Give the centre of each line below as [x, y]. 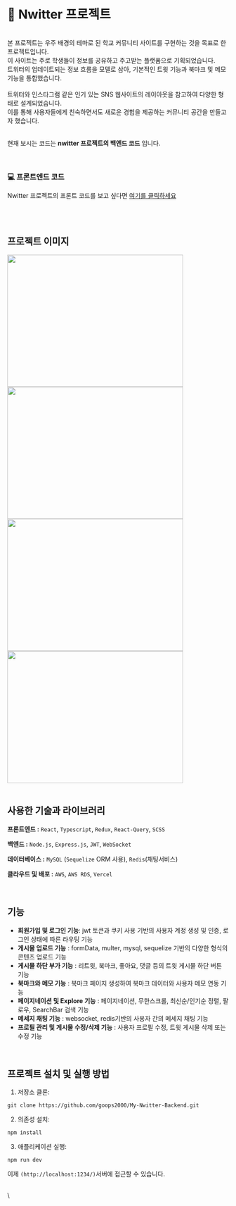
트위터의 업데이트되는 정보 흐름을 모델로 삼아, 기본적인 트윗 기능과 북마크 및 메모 [117, 69]
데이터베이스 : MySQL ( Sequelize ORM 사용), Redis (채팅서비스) [92, 859]
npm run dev [25, 1160]
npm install [25, 1133]
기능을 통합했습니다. [34, 77]
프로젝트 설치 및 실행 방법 [59, 1074]
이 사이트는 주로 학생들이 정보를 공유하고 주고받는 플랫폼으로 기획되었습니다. [111, 60]
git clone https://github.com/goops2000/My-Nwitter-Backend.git [103, 1106]
